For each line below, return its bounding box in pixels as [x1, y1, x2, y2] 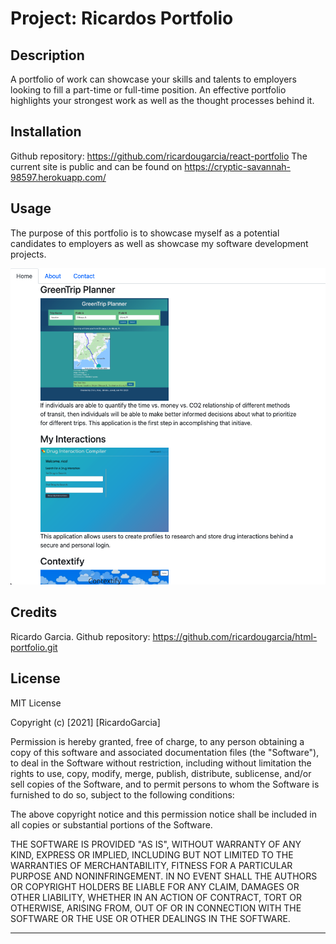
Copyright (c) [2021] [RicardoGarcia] [10, 716, 161, 728]
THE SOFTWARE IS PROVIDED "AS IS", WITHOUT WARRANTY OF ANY [10, 838, 302, 850]
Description [10, 47, 85, 64]
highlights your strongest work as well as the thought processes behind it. [10, 95, 315, 106]
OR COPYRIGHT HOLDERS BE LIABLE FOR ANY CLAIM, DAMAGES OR [10, 880, 300, 892]
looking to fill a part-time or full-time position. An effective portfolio [10, 84, 287, 96]
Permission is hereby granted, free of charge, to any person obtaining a [10, 735, 305, 747]
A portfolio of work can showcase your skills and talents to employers [10, 73, 297, 85]
